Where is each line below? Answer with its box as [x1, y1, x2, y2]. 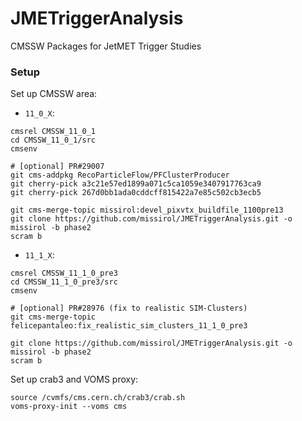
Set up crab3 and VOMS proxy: [10, 373, 139, 386]
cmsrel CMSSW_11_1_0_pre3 [10, 268, 118, 279]
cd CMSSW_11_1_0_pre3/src [10, 277, 118, 287]
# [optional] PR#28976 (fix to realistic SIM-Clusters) [10, 303, 248, 314]
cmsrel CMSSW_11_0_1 [10, 127, 97, 137]
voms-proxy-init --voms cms [10, 402, 128, 412]
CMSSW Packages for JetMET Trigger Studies [10, 40, 202, 52]
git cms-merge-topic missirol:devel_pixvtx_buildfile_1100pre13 [10, 205, 284, 216]
